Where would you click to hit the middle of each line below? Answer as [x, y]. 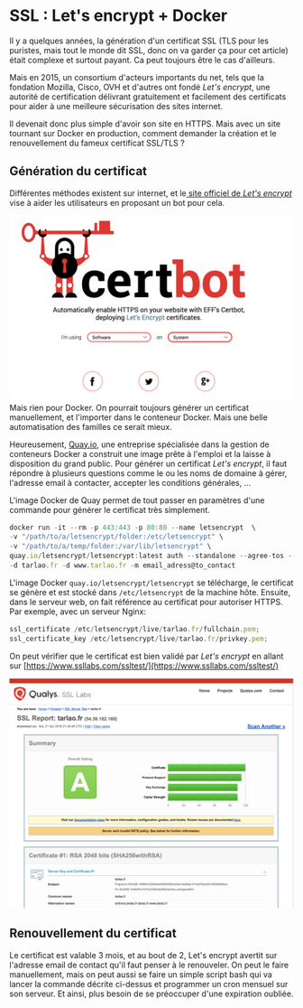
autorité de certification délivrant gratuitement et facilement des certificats [148, 97]
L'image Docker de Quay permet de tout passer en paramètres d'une [137, 500]
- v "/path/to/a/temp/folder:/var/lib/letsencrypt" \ [110, 546]
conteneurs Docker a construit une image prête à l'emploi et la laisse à [140, 453]
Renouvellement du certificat [93, 933]
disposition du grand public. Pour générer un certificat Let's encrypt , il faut [148, 463]
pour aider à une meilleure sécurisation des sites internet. [116, 106]
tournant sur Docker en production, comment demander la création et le [143, 133]
